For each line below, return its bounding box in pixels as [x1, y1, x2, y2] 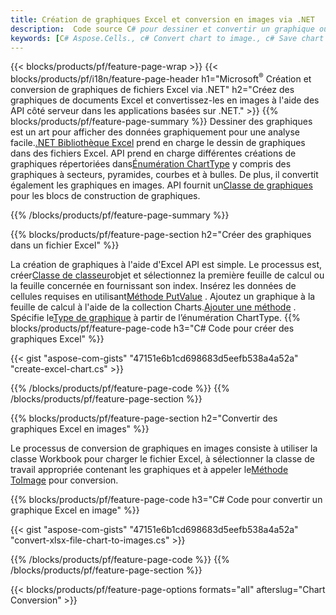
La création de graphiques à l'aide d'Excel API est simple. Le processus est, [10, 259, 323, 271]
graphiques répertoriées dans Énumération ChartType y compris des [10, 158, 292, 170]
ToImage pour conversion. [10, 474, 119, 486]
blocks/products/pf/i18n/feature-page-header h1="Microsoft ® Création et [10, 71, 312, 85]
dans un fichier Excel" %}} [10, 239, 120, 251]
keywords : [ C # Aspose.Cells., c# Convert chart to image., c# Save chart [10, 33, 325, 43]
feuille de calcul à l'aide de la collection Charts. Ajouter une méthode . [10, 301, 297, 313]
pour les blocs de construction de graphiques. [10, 190, 201, 202]
